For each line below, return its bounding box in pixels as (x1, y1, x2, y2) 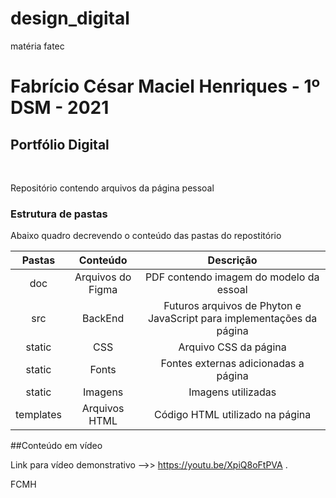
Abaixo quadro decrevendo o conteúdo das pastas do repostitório (10, 230, 282, 242)
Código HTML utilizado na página (154, 408, 312, 422)
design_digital (10, 7, 130, 30)
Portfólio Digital (10, 136, 110, 153)
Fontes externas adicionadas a (160, 357, 305, 371)
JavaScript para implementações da (147, 312, 318, 326)
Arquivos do (74, 270, 132, 284)
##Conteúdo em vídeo (10, 440, 103, 452)
